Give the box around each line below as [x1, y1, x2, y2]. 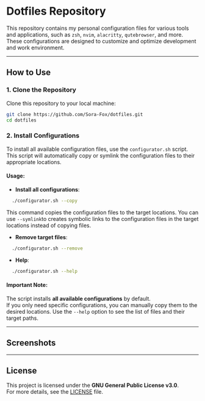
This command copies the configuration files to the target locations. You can [6, 209, 199, 216]
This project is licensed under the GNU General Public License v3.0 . [6, 381, 179, 389]
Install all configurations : [15, 186, 80, 193]
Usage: [6, 172, 26, 179]
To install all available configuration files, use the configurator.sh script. [6, 145, 188, 153]
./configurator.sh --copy [12, 197, 78, 204]
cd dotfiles [6, 117, 37, 123]
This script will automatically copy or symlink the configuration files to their [6, 151, 195, 159]
